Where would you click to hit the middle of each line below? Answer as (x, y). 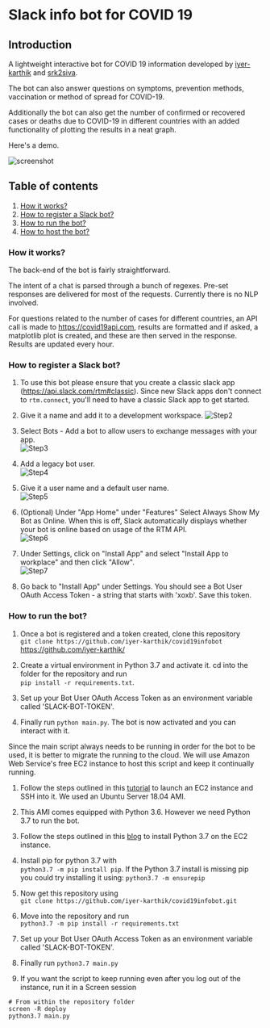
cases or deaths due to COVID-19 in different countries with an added (124, 121)
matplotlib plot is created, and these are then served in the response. (123, 336)
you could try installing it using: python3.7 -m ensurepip (112, 877)
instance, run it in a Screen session (78, 987)
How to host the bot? (55, 231)
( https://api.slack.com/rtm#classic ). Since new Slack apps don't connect (141, 391)
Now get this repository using (69, 893)
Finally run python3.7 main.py (69, 963)
